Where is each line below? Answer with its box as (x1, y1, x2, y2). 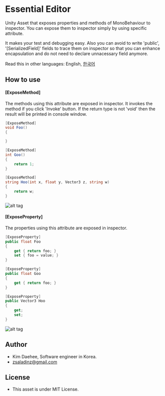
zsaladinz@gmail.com (12, 359, 57, 365)
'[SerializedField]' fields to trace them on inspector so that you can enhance (5, 45, 160, 51)
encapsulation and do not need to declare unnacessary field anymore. (5, 51, 149, 57)
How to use (5, 75, 41, 84)
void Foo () (5, 125, 28, 130)
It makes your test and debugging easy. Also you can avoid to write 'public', (5, 40, 160, 46)
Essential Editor (5, 3, 71, 15)
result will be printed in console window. (5, 111, 87, 117)
